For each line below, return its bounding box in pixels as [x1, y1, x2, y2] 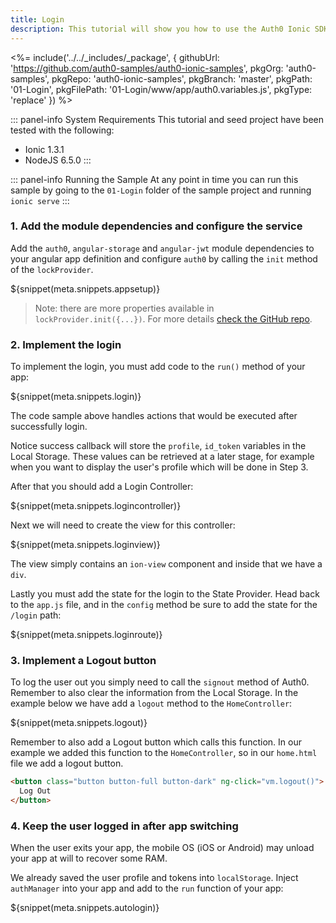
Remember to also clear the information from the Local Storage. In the [10, 687, 299, 699]
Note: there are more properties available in [34, 302, 215, 314]
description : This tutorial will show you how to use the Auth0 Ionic [10, 24, 311, 34]
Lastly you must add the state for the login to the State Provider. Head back [10, 588, 320, 600]
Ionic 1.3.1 [24, 143, 65, 155]
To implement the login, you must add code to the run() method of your [10, 361, 306, 373]
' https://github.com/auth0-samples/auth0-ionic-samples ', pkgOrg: [10, 62, 284, 74]
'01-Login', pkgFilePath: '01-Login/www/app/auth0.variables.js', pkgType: [10, 83, 313, 95]
